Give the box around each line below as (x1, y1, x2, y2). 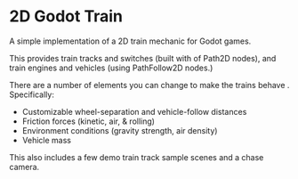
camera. (9, 161, 40, 172)
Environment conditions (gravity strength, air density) (21, 125, 218, 135)
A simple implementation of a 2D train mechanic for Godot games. (9, 36, 252, 46)
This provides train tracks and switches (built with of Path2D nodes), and (9, 53, 277, 63)
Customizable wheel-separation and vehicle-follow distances (21, 106, 247, 117)
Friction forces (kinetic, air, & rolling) (21, 116, 156, 126)
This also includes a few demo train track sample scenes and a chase (9, 151, 264, 162)
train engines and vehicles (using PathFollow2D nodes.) (9, 62, 213, 73)
